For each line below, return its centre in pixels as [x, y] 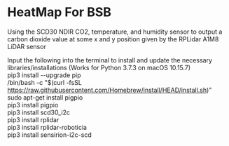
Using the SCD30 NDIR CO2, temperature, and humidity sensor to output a [115, 32]
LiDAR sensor [27, 46]
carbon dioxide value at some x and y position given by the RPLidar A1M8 [113, 39]
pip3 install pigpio [33, 105]
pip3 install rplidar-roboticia [47, 127]
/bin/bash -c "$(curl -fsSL [45, 82]
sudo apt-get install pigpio [45, 97]
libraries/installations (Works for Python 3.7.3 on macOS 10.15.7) [99, 67]
